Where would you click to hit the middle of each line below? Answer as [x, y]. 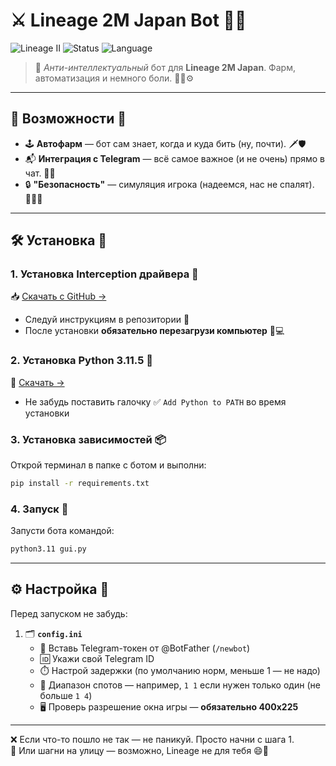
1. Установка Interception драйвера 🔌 [104, 274]
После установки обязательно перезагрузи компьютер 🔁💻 [154, 331]
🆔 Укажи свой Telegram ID [97, 658]
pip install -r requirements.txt [80, 484]
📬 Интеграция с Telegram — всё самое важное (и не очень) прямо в [175, 158]
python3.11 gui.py [48, 549]
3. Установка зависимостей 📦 [88, 439]
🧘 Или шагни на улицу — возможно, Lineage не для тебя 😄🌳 [139, 750]
